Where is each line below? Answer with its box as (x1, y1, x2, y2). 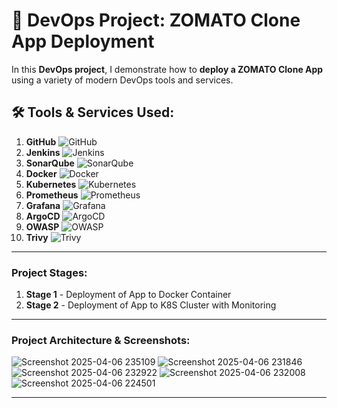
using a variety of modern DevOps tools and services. (11, 74, 234, 86)
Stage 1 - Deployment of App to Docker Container (25, 289, 232, 301)
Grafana (25, 199, 61, 211)
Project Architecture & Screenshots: (11, 333, 191, 347)
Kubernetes (25, 178, 77, 190)
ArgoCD (25, 210, 61, 222)
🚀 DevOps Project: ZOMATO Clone (11, 9, 301, 32)
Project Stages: (11, 265, 88, 279)
